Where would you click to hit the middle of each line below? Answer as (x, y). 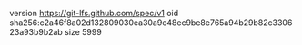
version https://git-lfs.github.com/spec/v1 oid (94, 13)
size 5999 (83, 32)
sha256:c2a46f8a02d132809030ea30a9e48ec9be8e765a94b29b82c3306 (151, 22)
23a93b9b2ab (36, 32)
